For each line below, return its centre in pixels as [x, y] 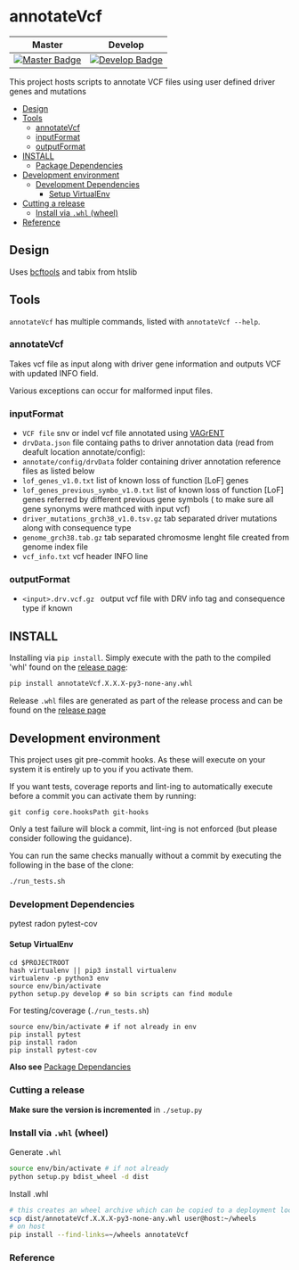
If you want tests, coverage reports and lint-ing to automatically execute [141, 786]
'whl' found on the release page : [69, 667]
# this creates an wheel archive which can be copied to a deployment [143, 1210]
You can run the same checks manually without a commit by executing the [145, 855]
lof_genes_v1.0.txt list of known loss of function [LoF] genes [135, 481]
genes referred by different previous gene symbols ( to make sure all [148, 499]
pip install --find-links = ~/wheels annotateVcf [99, 1235]
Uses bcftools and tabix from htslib [73, 272]
